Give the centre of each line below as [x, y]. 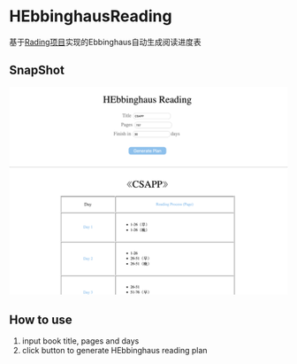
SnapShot [37, 70]
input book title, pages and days [80, 341]
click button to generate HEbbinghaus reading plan [114, 351]
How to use [41, 319]
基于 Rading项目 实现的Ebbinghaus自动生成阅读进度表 [105, 42]
